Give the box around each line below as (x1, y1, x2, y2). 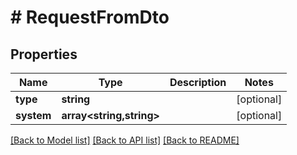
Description (169, 76, 227, 89)
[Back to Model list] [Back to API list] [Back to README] (10, 134, 240, 146)
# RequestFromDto (10, 6, 170, 29)
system (15, 109, 52, 122)
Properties (10, 46, 78, 63)
